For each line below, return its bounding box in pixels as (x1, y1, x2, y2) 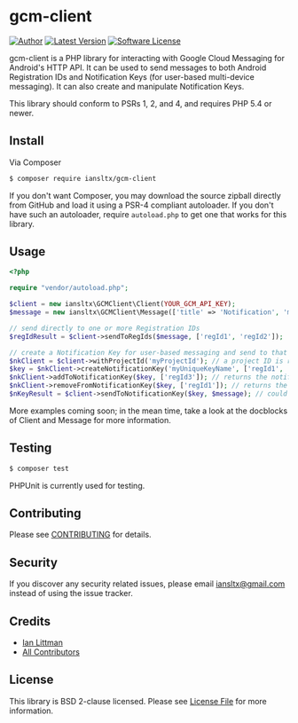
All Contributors (21, 647, 80, 657)
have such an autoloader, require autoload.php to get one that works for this (9, 208, 287, 219)
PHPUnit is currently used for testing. (9, 480, 145, 491)
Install (9, 133, 44, 148)
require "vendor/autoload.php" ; (9, 284, 129, 293)
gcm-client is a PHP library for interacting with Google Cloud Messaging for (9, 52, 286, 63)
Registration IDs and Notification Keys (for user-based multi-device (9, 71, 255, 82)
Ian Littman (21, 637, 64, 648)
